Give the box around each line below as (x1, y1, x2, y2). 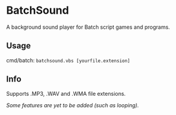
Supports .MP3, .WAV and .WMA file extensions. (6, 90, 126, 97)
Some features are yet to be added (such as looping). (6, 101, 139, 108)
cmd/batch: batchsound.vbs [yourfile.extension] (6, 56, 130, 63)
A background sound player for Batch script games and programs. (6, 23, 170, 31)
